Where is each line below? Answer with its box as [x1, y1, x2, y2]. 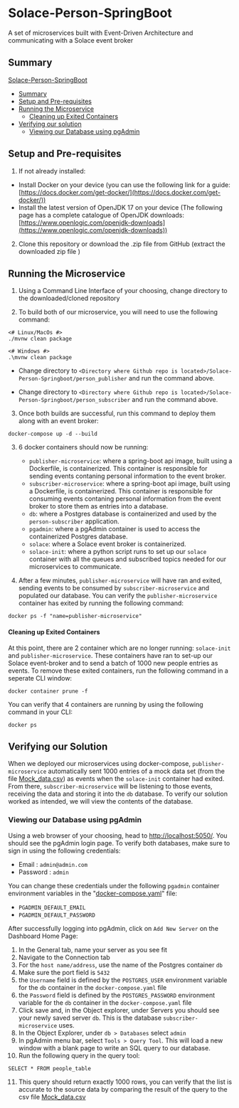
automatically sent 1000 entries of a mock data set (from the [48, 767, 225, 776]
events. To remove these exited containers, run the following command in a [8, 666, 228, 675]
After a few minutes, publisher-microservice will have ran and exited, [18, 576, 223, 585]
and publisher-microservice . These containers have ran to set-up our [8, 651, 213, 659]
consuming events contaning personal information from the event [28, 494, 221, 503]
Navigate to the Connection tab [18, 953, 110, 961]
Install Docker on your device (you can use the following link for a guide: [18, 180, 230, 189]
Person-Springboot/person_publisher [18, 375, 127, 383]
